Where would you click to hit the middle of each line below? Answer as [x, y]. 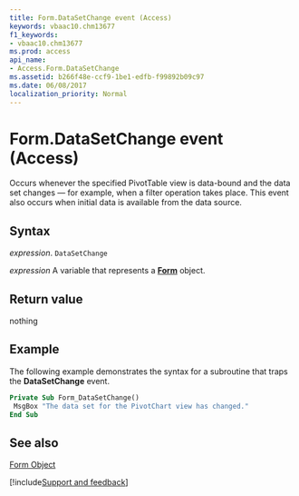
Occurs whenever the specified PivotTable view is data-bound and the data [150, 184]
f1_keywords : [34, 35]
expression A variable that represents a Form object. [107, 271]
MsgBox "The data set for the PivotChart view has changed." [131, 406]
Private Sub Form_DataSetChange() [75, 397]
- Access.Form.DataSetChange [64, 69]
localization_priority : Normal [68, 94]
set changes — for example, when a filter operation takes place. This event [149, 193]
